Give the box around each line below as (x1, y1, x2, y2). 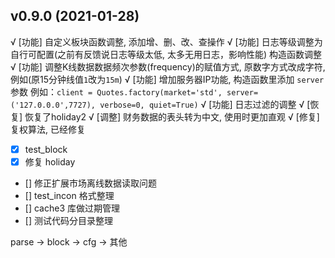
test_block (24, 143, 68, 155)
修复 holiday (24, 155, 76, 168)
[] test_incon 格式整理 (24, 189, 115, 201)
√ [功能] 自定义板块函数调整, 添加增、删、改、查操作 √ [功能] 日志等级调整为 (10, 35, 323, 48)
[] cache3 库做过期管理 (24, 202, 120, 214)
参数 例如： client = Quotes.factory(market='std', (10, 85, 223, 98)
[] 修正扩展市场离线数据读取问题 (24, 177, 157, 189)
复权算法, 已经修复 (10, 123, 86, 135)
